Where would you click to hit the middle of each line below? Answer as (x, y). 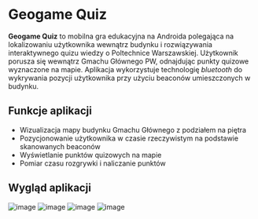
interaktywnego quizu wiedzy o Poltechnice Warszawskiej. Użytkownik (123, 53)
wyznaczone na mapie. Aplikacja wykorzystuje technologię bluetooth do (125, 69)
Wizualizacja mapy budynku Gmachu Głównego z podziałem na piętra (133, 130)
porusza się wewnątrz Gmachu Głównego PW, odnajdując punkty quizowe (129, 61)
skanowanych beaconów (60, 146)
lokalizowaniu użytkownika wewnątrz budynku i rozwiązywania (110, 44)
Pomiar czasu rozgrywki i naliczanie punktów (93, 163)
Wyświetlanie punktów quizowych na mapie (90, 155)
